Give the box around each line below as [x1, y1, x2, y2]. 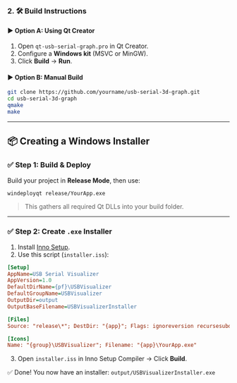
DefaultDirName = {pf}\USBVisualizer [7, 284, 112, 291]
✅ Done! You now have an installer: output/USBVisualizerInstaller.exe [7, 368, 216, 377]
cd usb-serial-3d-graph [7, 95, 78, 102]
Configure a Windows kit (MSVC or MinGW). [17, 49, 148, 58]
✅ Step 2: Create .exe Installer [7, 226, 113, 236]
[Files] [7, 316, 30, 323]
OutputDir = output [7, 297, 59, 304]
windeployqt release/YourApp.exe [7, 190, 106, 197]
